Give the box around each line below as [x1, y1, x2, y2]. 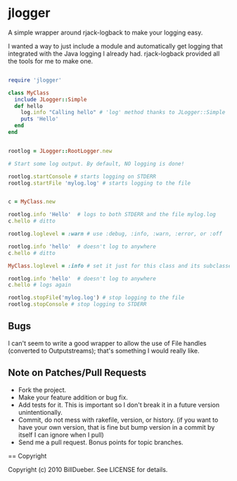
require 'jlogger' [8, 76, 62, 84]
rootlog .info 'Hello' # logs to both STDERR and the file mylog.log [8, 211, 217, 218]
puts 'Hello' [20, 115, 59, 123]
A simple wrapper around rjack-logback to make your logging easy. [8, 28, 203, 37]
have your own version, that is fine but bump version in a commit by [18, 423, 215, 431]
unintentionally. [18, 408, 63, 416]
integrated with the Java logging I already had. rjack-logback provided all [8, 49, 220, 58]
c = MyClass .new [8, 199, 56, 206]
